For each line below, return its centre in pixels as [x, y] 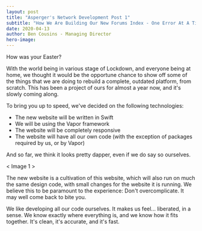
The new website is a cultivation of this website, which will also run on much [101, 178]
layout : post [23, 12]
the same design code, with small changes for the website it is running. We [99, 184]
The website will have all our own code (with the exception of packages [103, 137]
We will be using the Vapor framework [62, 124]
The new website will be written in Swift [64, 117]
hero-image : [21, 40]
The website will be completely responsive [68, 130]
